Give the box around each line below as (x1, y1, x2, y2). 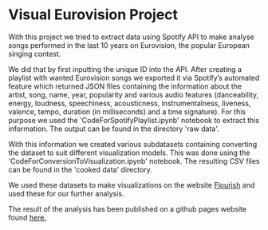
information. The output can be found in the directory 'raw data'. (8, 124, 219, 133)
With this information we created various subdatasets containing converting (8, 139, 258, 149)
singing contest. (8, 49, 61, 58)
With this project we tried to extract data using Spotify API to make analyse (8, 32, 254, 42)
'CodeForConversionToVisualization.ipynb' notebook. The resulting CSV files (8, 156, 260, 165)
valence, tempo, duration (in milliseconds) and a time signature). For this (8, 106, 246, 117)
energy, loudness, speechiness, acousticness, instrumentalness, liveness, (8, 98, 251, 108)
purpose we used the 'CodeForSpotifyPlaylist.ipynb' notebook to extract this (8, 115, 260, 125)
